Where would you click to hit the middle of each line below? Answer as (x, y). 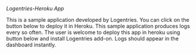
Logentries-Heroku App (35, 9)
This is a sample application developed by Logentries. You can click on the (98, 20)
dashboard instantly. (31, 45)
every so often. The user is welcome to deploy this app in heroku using (93, 32)
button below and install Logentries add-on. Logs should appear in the (92, 38)
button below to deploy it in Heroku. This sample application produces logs (98, 26)
